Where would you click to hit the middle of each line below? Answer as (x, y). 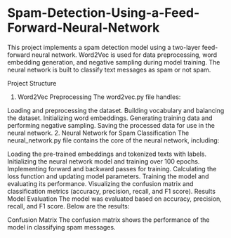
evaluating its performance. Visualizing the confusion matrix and (100, 183)
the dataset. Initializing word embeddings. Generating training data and (110, 118)
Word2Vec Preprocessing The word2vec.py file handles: (99, 97)
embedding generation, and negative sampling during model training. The (114, 62)
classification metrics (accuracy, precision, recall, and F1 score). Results (112, 191)
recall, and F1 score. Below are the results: (68, 206)
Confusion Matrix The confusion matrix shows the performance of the (108, 220)
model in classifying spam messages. (61, 227)
